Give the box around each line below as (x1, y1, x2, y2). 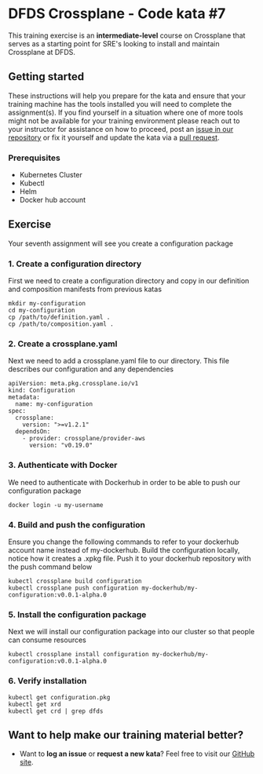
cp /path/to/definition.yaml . (8, 313, 111, 322)
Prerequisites (8, 152, 60, 163)
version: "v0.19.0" (28, 441, 93, 450)
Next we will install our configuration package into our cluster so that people (8, 627, 255, 637)
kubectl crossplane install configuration (8, 651, 149, 659)
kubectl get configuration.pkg (8, 693, 111, 701)
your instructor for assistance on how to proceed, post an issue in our (8, 124, 234, 133)
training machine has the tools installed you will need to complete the (8, 99, 232, 108)
